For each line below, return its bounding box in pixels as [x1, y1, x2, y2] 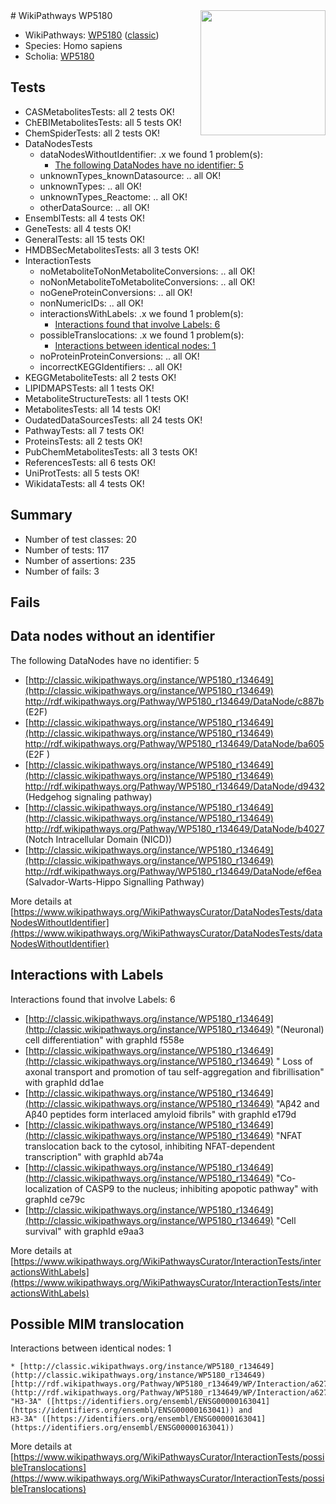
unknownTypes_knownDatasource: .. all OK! [39, 169, 222, 181]
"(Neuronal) [275, 1023, 325, 1035]
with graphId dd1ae [24, 1076, 105, 1088]
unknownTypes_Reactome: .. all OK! [39, 190, 188, 203]
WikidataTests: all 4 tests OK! [24, 477, 145, 489]
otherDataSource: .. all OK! [39, 201, 150, 213]
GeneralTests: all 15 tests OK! [24, 233, 146, 245]
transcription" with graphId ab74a [24, 1150, 164, 1163]
